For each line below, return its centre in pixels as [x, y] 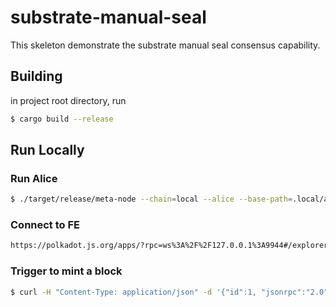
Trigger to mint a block [66, 271]
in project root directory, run [68, 100]
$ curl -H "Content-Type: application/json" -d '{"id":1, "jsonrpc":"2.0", [171, 292]
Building [36, 76]
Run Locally [47, 150]
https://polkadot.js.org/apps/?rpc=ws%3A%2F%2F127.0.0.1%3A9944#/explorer [169, 246]
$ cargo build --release [62, 119]
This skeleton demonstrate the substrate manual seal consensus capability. [165, 45]
